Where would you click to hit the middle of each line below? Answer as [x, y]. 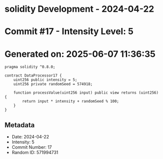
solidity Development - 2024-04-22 [80, 9]
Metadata [20, 125]
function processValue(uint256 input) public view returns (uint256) [86, 93]
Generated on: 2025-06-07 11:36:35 [80, 54]
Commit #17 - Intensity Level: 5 [69, 32]
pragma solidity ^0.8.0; [30, 67]
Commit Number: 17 [32, 147]
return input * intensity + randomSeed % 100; [71, 102]
